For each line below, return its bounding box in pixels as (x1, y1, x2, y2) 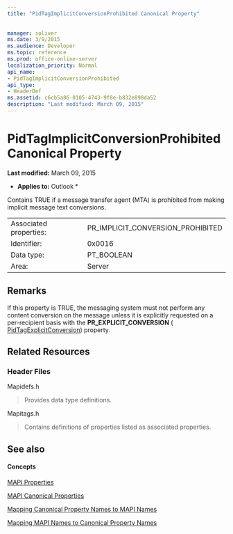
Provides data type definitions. (24, 396, 112, 405)
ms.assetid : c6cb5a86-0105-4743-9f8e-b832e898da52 (7, 95, 157, 102)
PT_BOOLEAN (87, 250, 133, 260)
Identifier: (10, 238, 42, 248)
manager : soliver (7, 29, 58, 37)
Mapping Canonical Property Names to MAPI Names (7, 505, 157, 513)
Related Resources (7, 346, 90, 358)
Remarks (7, 285, 47, 297)
